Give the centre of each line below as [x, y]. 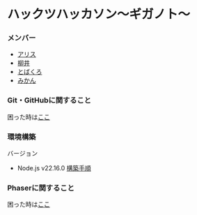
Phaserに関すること [41, 188]
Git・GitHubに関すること [49, 101]
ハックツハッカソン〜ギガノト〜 [99, 14]
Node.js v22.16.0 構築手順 [54, 168]
